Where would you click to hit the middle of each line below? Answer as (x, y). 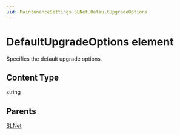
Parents (21, 111)
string (14, 92)
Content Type (33, 77)
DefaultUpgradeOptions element (90, 41)
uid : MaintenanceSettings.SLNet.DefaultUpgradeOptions (77, 12)
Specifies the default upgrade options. (54, 59)
